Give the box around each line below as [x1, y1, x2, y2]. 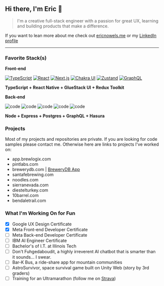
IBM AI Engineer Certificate [12, 238, 67, 243]
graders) [12, 270, 30, 276]
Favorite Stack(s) [5, 54, 47, 61]
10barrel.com [12, 193, 39, 198]
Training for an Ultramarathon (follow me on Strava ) [12, 276, 116, 282]
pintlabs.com [12, 161, 39, 167]
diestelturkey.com [12, 187, 49, 193]
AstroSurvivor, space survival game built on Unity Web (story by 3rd [12, 265, 149, 271]
